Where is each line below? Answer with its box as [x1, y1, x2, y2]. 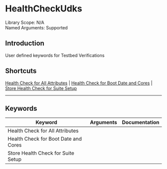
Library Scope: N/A [5, 19, 45, 25]
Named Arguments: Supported [5, 24, 68, 30]
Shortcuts [5, 67, 37, 75]
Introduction [5, 39, 45, 48]
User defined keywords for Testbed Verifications [5, 52, 105, 58]
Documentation [121, 119, 160, 126]
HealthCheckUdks [5, 3, 83, 14]
